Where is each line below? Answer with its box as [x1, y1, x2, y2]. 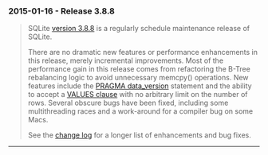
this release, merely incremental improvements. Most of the [27, 56, 224, 65]
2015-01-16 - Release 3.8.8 [8, 6, 116, 17]
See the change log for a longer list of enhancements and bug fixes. [27, 130, 251, 140]
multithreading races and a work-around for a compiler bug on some [27, 107, 254, 116]
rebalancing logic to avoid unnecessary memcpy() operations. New [27, 73, 249, 83]
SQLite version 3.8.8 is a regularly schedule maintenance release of [27, 24, 250, 33]
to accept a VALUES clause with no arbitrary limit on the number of [27, 90, 248, 99]
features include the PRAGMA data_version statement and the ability [27, 81, 253, 91]
